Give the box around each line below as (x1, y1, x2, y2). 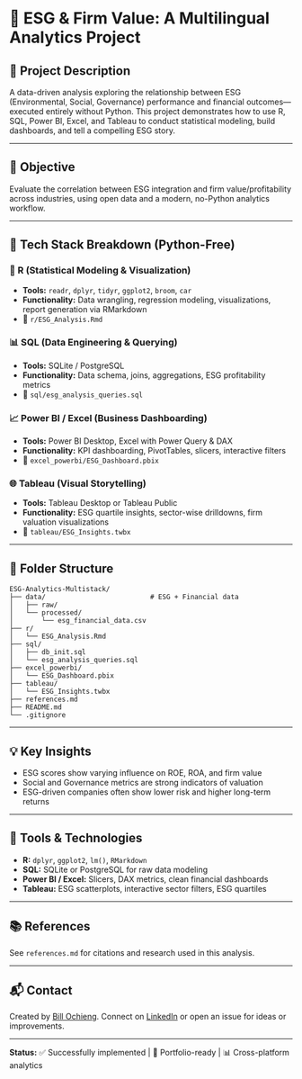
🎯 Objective (9, 159, 75, 175)
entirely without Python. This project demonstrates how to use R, (45, 106, 286, 116)
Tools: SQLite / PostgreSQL (22, 360, 125, 371)
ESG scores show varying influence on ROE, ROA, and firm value (22, 768, 262, 778)
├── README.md (9, 703, 63, 712)
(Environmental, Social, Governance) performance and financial (9, 96, 245, 107)
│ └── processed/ (9, 608, 83, 617)
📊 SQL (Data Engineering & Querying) (9, 337, 178, 349)
